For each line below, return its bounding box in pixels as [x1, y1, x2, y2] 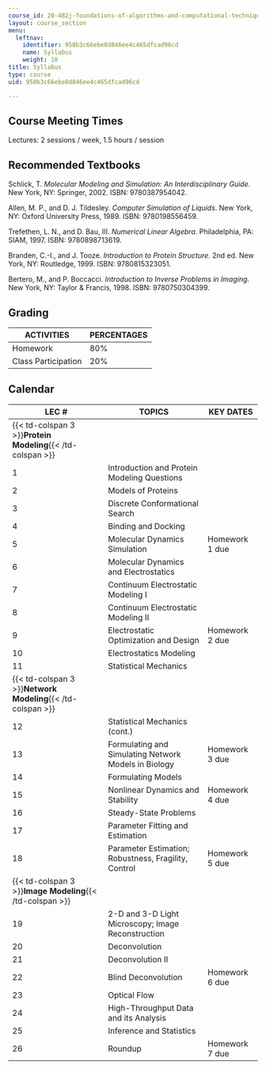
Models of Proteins [108, 485, 178, 496]
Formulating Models [108, 771, 182, 782]
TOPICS [139, 406, 169, 417]
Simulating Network [108, 749, 181, 760]
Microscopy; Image [108, 918, 180, 929]
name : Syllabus [22, 48, 73, 56]
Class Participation [12, 355, 82, 366]
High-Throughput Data [108, 1002, 194, 1013]
